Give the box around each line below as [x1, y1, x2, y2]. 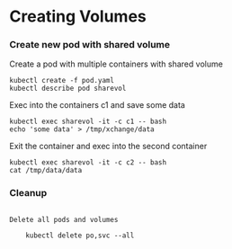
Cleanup [9, 187, 48, 200]
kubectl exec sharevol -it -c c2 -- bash [9, 158, 167, 167]
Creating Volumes [9, 6, 147, 27]
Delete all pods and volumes [9, 215, 119, 224]
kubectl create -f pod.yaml [9, 76, 115, 85]
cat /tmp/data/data [9, 166, 83, 175]
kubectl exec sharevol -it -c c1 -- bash [9, 117, 167, 127]
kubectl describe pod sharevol [9, 84, 127, 93]
